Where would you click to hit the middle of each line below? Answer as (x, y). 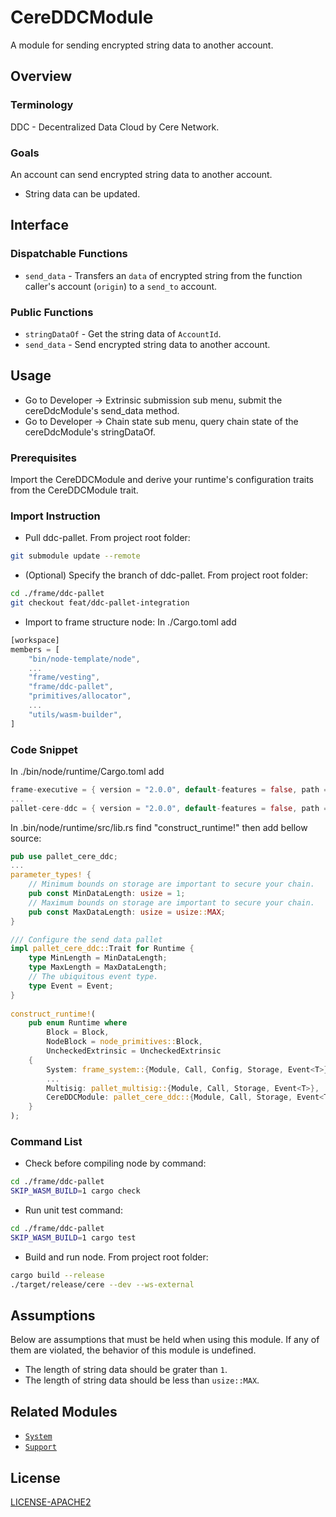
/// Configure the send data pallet (86, 939)
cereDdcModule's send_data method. (102, 410)
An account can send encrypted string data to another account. (141, 174)
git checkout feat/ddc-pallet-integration (100, 603)
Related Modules (64, 1411)
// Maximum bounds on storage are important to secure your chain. (171, 902)
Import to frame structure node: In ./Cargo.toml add (130, 622)
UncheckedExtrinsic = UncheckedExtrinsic (134, 1051)
